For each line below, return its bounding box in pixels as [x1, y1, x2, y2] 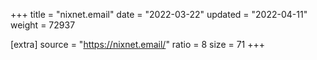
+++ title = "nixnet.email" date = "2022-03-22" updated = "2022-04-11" [10, 9, 308, 20]
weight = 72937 [10, 19, 76, 31]
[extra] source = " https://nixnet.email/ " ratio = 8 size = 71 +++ [10, 39, 266, 50]
